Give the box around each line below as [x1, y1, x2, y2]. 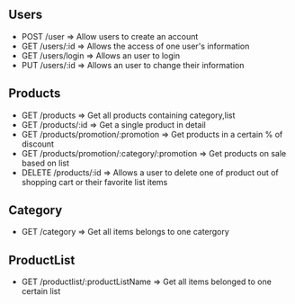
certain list [21, 286, 61, 297]
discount [21, 139, 55, 149]
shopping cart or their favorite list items [21, 176, 168, 187]
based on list [21, 157, 69, 168]
